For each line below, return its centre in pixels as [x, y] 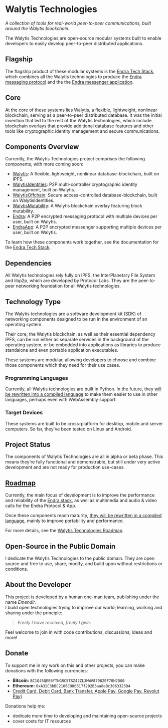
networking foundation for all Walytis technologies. [68, 286]
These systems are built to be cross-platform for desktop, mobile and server [84, 423]
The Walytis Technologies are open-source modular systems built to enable [83, 38]
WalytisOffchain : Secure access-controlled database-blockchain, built [85, 195]
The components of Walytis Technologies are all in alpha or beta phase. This [84, 456]
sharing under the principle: [34, 613]
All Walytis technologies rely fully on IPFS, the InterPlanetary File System [80, 275]
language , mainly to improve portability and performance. [65, 521]
